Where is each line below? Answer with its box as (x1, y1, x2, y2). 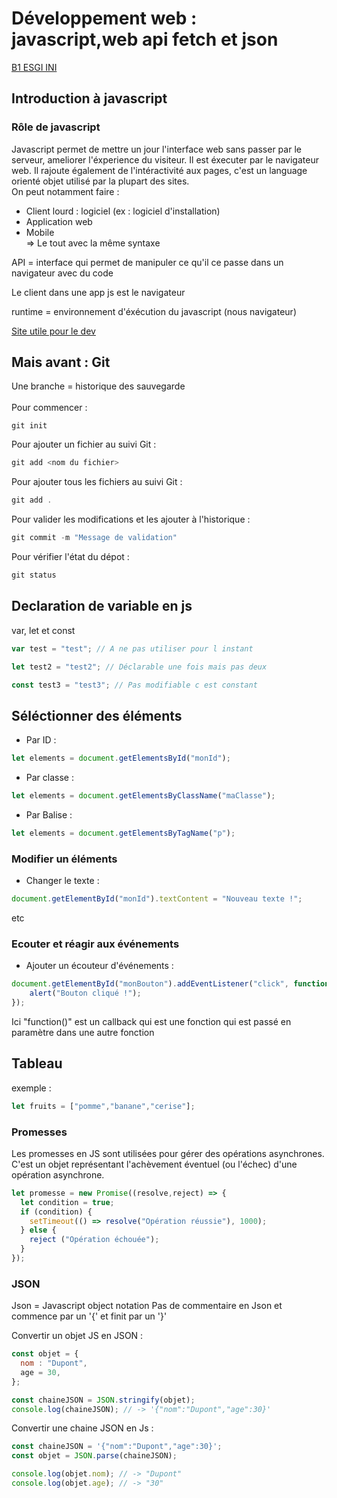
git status (11, 570, 57, 581)
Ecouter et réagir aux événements (11, 937, 180, 951)
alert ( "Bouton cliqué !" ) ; (29, 988, 142, 999)
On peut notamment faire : (11, 185, 120, 197)
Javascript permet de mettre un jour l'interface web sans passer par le (11, 143, 302, 155)
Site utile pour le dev (11, 325, 96, 337)
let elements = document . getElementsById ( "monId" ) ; (11, 753, 231, 764)
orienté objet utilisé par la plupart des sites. (11, 175, 190, 187)
